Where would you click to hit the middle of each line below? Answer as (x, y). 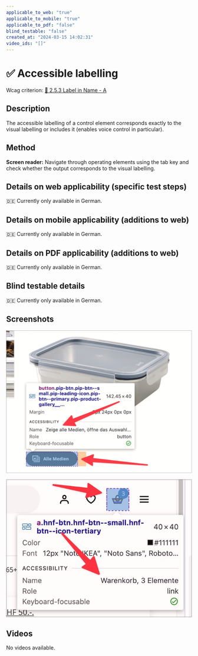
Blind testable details (46, 286)
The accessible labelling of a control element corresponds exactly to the (94, 123)
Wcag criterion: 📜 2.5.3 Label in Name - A (57, 90)
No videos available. (31, 648)
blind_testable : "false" (37, 31)
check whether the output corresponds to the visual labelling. (81, 168)
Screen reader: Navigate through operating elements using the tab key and (98, 162)
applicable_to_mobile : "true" (43, 19)
